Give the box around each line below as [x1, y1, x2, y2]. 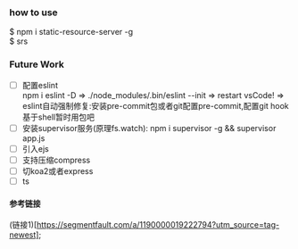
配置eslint [21, 79, 58, 90]
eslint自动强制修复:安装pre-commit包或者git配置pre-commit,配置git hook [21, 100, 290, 111]
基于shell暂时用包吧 [21, 112, 95, 122]
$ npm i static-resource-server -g [9, 27, 134, 37]
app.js [21, 132, 46, 144]
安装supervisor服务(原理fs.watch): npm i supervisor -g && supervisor [21, 122, 277, 133]
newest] [9, 229, 39, 240]
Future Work [9, 58, 64, 71]
